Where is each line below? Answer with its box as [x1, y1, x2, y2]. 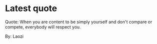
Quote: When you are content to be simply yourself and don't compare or [5, 19, 153, 25]
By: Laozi [5, 33, 24, 39]
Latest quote [5, 3, 58, 14]
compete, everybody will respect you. [5, 24, 81, 29]
